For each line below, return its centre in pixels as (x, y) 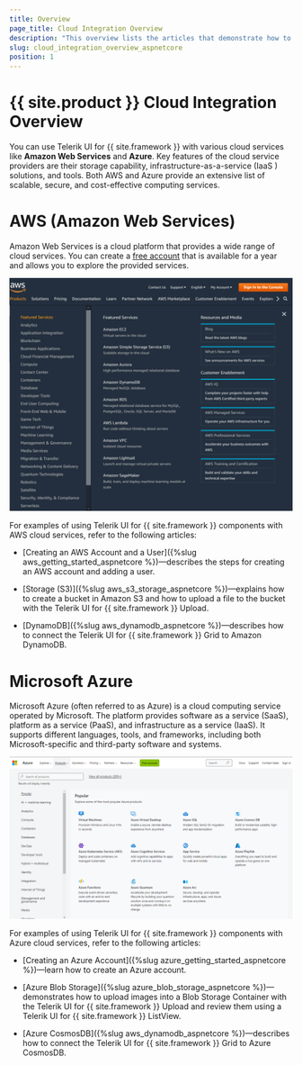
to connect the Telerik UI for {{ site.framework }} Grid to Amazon (142, 636)
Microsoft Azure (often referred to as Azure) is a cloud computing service (145, 706)
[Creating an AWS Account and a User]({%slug (110, 553)
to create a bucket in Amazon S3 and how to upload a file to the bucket (154, 599)
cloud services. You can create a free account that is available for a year (143, 256)
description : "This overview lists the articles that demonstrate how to (151, 38)
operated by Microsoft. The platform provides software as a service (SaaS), (149, 716)
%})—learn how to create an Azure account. (104, 970)
